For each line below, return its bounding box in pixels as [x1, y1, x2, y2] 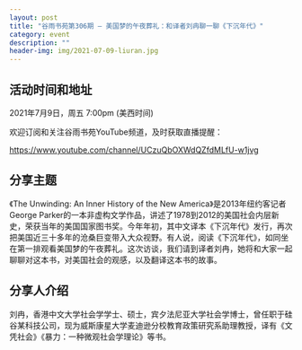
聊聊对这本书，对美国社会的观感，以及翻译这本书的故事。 [9, 254, 222, 265]
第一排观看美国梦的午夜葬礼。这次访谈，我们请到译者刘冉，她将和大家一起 [16, 243, 293, 254]
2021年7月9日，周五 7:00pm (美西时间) [9, 107, 155, 118]
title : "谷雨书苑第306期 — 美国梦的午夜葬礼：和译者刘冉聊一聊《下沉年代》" [9, 22, 264, 31]
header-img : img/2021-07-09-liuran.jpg [9, 47, 159, 56]
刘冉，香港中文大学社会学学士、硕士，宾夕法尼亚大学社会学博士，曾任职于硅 [9, 309, 293, 319]
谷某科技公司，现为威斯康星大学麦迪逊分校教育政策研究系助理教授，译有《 [9, 319, 285, 330]
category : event [9, 30, 70, 39]
